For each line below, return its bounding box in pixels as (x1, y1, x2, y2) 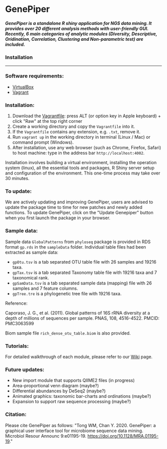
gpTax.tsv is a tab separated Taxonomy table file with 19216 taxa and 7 (12, 269, 158, 275)
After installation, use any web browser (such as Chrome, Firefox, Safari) (12, 145, 162, 151)
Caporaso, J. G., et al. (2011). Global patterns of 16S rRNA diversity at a (5, 310, 150, 316)
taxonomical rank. (12, 274, 49, 280)
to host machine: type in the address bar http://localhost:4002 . (12, 150, 145, 156)
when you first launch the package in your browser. (5, 215, 111, 221)
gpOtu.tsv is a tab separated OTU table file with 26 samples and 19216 (12, 259, 157, 265)
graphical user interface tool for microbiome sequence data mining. (5, 428, 143, 434)
